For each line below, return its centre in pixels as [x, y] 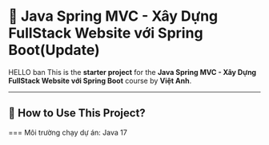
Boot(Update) [54, 50]
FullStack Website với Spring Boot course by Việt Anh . [100, 80]
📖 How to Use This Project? [77, 114]
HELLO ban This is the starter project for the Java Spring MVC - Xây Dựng [132, 72]
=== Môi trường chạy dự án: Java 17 [68, 132]
